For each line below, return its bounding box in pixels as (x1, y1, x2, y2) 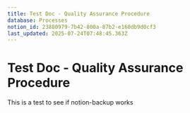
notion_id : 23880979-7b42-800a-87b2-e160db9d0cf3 (7, 23, 157, 30)
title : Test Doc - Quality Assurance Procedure (7, 10, 150, 18)
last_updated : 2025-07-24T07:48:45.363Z (7, 29, 129, 37)
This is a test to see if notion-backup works (7, 98, 133, 107)
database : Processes (7, 17, 69, 24)
